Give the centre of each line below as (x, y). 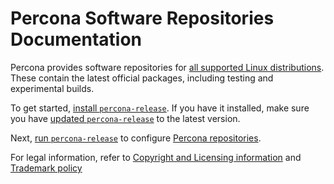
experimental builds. (52, 88)
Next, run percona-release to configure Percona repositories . (136, 138)
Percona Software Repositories (142, 18)
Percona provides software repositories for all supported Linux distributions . (167, 67)
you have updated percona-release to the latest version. (125, 118)
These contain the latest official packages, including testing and (142, 78)
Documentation (76, 39)
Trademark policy (46, 168)
